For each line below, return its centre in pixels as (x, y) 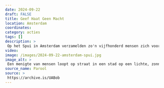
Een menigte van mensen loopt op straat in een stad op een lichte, (78, 64)
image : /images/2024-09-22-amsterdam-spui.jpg (53, 55)
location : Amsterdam (26, 23)
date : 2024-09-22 (23, 10)
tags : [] (14, 37)
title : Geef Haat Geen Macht (35, 19)
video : (12, 50)
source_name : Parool (26, 69)
